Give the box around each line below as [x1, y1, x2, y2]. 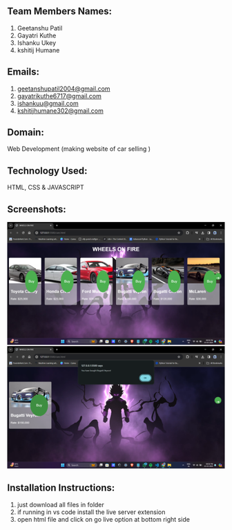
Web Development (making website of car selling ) [7, 145, 151, 153]
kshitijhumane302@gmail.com [17, 107, 104, 115]
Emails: [7, 66, 40, 78]
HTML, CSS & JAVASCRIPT [7, 183, 84, 192]
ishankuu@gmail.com [17, 99, 79, 107]
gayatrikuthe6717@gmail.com [17, 91, 101, 100]
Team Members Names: [7, 6, 113, 17]
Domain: [7, 127, 45, 138]
